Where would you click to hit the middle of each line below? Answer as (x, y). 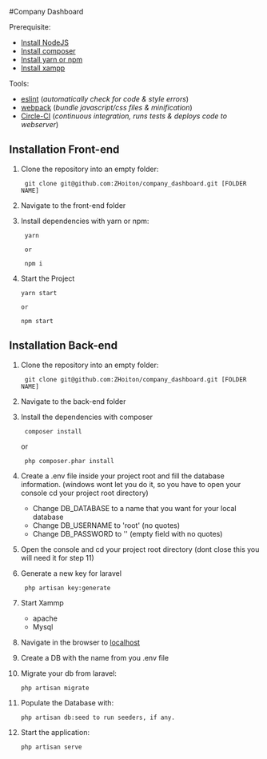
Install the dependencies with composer (87, 417)
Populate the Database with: (67, 702)
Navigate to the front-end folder (73, 205)
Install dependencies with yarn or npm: (85, 221)
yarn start (39, 293)
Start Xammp (42, 602)
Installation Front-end (64, 150)
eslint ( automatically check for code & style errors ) (105, 99)
